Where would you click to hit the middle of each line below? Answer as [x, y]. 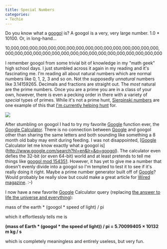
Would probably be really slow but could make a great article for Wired [78, 177]
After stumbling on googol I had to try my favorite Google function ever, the [82, 124]
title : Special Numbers [30, 10]
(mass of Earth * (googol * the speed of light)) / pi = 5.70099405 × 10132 [82, 227]
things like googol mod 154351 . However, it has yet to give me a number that [83, 161]
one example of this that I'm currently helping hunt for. [61, 106]
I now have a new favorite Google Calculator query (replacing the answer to [83, 192]
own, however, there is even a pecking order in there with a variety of [77, 95]
